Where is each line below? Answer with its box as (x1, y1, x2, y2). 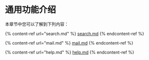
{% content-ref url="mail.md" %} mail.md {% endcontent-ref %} (5, 40, 134, 46)
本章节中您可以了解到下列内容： (5, 21, 69, 27)
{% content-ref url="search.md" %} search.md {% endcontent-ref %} (5, 31, 144, 36)
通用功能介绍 (5, 4, 57, 15)
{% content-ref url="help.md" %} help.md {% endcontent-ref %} (5, 49, 134, 55)
